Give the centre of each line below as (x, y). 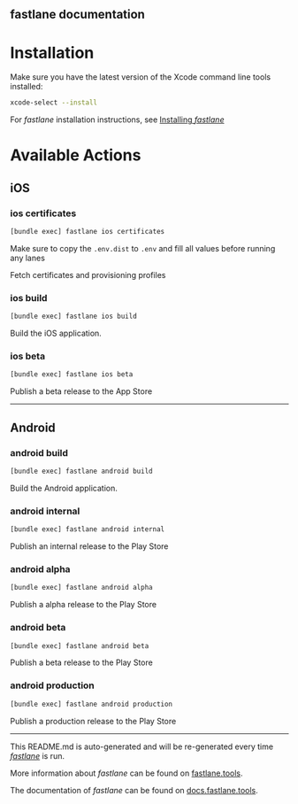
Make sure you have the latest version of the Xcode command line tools (141, 77)
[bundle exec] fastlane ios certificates (88, 232)
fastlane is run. (38, 755)
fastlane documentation (77, 15)
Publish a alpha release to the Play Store (84, 605)
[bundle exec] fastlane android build (81, 471)
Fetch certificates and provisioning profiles (88, 274)
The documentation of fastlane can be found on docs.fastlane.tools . (134, 790)
